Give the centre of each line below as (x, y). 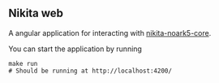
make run (23, 63)
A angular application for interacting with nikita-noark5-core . (110, 33)
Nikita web (36, 13)
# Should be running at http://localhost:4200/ (90, 71)
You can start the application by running (75, 49)
